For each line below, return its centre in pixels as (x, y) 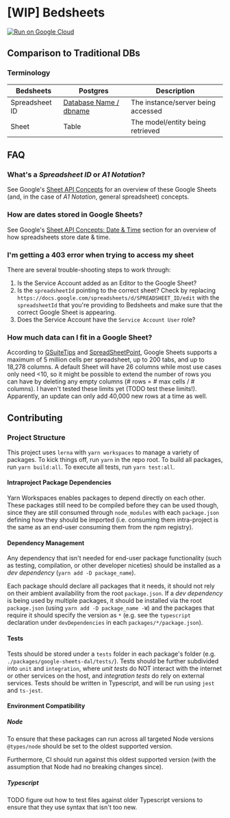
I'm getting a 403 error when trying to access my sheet (101, 254)
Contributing (35, 418)
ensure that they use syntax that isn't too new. (72, 807)
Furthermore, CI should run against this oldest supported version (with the (112, 760)
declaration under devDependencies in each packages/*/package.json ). (105, 623)
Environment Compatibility (46, 706)
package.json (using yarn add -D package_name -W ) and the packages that (111, 608)
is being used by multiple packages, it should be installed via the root (104, 601)
